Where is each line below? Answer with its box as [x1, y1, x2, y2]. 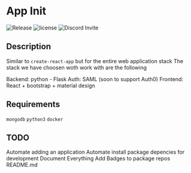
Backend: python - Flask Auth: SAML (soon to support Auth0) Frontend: [6, 75, 184, 82]
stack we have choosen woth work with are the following [6, 64, 147, 71]
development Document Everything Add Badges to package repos [6, 155, 171, 162]
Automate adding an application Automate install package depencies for [6, 148, 185, 156]
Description [6, 41, 51, 52]
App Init [6, 4, 46, 18]
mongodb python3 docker [6, 116, 64, 123]
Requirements [6, 99, 60, 109]
